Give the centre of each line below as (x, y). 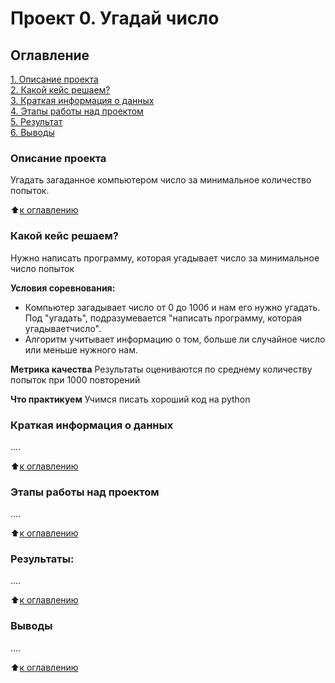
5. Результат (36, 121)
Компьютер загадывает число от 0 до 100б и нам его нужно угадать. (172, 307)
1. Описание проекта (54, 79)
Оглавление (50, 55)
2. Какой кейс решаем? (60, 90)
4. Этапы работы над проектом (77, 111)
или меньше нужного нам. (81, 349)
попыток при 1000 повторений (75, 379)
